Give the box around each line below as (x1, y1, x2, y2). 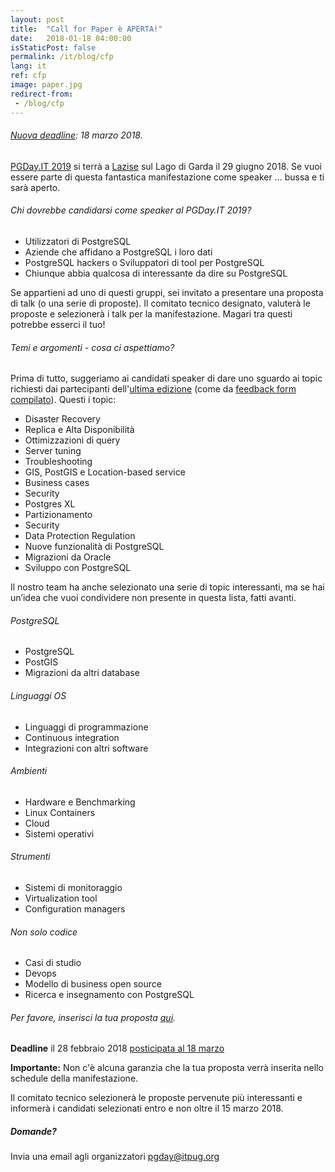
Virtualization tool (24, 892, 98, 904)
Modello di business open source (24, 978, 162, 990)
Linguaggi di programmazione (24, 721, 149, 733)
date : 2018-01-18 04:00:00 (10, 33, 132, 43)
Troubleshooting (24, 456, 93, 468)
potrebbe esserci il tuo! (10, 318, 106, 330)
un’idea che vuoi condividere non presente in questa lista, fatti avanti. (10, 592, 297, 604)
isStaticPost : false (10, 42, 97, 53)
